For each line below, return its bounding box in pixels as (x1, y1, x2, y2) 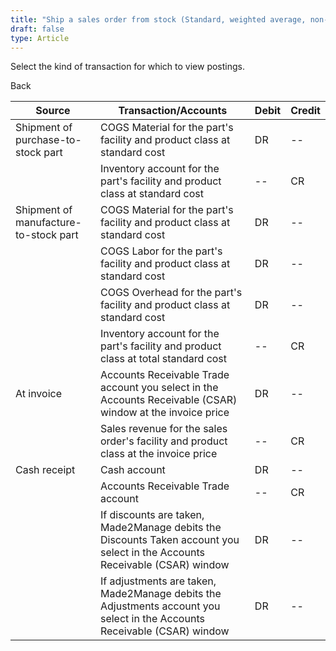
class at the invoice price (99, 447, 218, 461)
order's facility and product (99, 434, 228, 448)
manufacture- (15, 216, 82, 230)
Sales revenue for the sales (99, 422, 228, 436)
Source (35, 104, 71, 118)
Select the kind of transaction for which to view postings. (10, 61, 246, 73)
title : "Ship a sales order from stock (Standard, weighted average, (10, 14, 307, 25)
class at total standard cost (99, 352, 228, 366)
